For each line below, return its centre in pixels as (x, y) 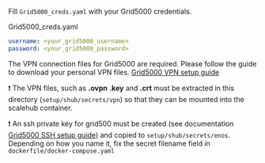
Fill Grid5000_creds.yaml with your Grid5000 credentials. (100, 11)
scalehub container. (40, 108)
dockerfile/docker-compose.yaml (61, 151)
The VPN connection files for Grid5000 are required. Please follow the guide (132, 63)
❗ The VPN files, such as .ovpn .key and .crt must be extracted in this (121, 88)
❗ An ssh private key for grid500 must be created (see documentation (121, 123)
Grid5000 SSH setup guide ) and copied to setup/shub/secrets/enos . (119, 135)
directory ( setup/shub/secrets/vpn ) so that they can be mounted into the (127, 99)
